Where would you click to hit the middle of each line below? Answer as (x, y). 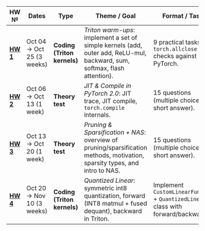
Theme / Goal (116, 16)
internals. (97, 115)
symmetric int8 (106, 188)
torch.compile (104, 108)
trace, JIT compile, (110, 101)
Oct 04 (37, 41)
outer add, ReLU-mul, (115, 53)
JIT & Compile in (107, 86)
